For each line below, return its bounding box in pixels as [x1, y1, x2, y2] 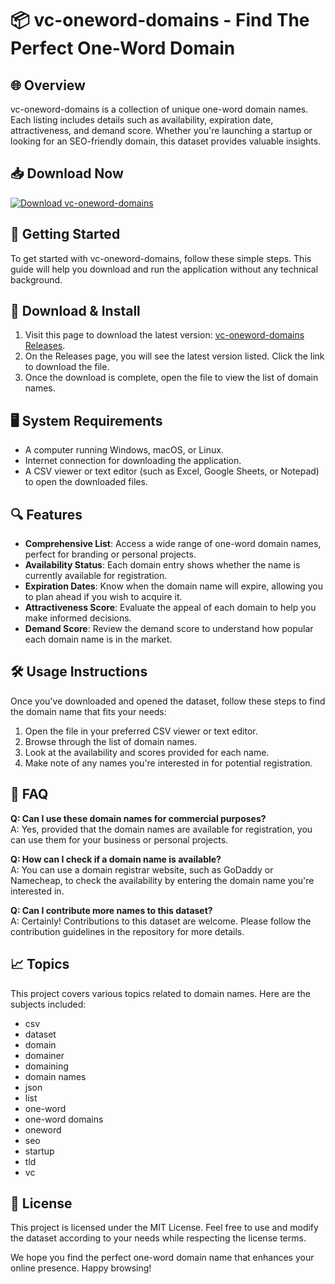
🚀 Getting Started [10, 226, 121, 243]
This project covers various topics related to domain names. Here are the [10, 987, 311, 999]
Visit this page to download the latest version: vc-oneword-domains [24, 329, 305, 341]
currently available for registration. [24, 570, 168, 582]
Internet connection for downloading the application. [24, 455, 242, 467]
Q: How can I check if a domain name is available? [10, 853, 222, 865]
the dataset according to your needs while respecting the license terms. [10, 1232, 307, 1244]
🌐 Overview [10, 77, 86, 94]
